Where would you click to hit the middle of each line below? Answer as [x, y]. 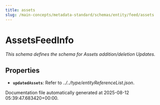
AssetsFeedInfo [40, 40]
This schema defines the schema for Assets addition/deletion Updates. [81, 54]
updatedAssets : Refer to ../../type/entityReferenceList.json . [73, 83]
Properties [22, 70]
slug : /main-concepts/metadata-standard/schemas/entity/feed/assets [80, 15]
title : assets [20, 10]
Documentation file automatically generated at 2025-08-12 [67, 93]
